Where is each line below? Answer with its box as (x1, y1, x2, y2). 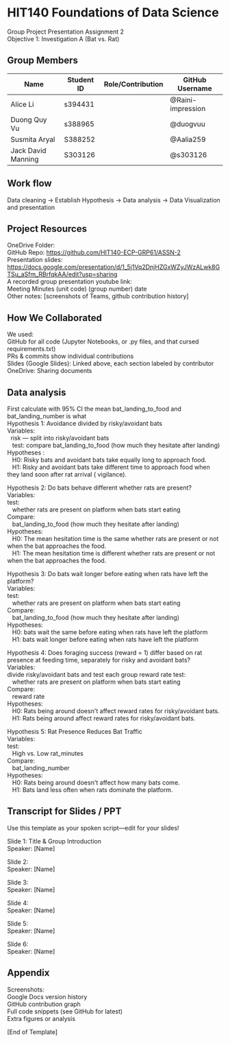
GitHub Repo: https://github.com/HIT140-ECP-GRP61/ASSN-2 (7, 248, 181, 256)
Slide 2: (7, 857, 29, 865)
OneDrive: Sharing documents (7, 367, 92, 375)
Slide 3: (7, 878, 29, 886)
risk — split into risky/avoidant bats (10, 434, 110, 442)
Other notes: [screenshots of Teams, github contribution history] (7, 292, 190, 300)
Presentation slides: (7, 256, 63, 264)
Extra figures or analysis (7, 1014, 76, 1022)
